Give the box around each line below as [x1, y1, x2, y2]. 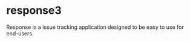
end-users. [6, 29, 34, 37]
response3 [6, 4, 62, 17]
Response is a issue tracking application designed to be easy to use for [6, 23, 184, 31]
